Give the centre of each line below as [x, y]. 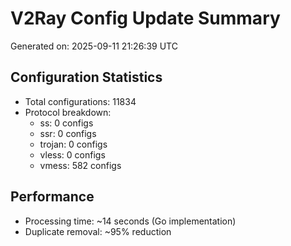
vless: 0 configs [72, 154]
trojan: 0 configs [73, 144]
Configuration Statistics [86, 77]
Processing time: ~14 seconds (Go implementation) [130, 221]
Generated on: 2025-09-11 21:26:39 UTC [94, 46]
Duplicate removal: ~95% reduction [98, 231]
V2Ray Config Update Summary [145, 18]
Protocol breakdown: [68, 112]
